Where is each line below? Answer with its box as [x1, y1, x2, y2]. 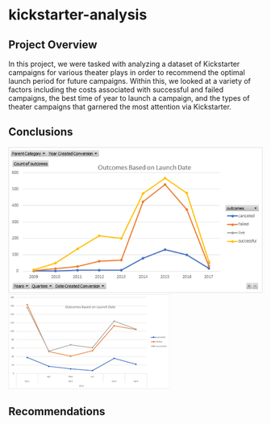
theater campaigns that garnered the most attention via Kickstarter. [8, 102, 232, 111]
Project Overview [8, 38, 98, 52]
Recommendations [8, 405, 106, 418]
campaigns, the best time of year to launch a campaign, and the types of [8, 94, 250, 102]
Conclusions [8, 125, 73, 139]
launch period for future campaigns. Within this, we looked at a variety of [8, 77, 252, 85]
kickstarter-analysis [8, 6, 148, 24]
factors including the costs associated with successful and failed [8, 85, 224, 94]
